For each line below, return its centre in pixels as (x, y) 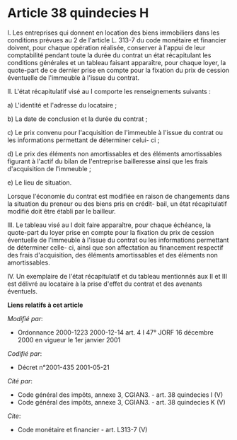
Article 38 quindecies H (78, 13)
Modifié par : (25, 318)
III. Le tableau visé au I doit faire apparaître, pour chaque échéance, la (109, 225)
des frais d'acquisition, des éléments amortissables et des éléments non (112, 255)
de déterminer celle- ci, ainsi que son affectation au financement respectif (116, 247)
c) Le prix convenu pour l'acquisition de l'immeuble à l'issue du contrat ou (115, 132)
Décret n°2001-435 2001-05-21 (63, 367)
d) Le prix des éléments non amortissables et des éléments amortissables (115, 154)
